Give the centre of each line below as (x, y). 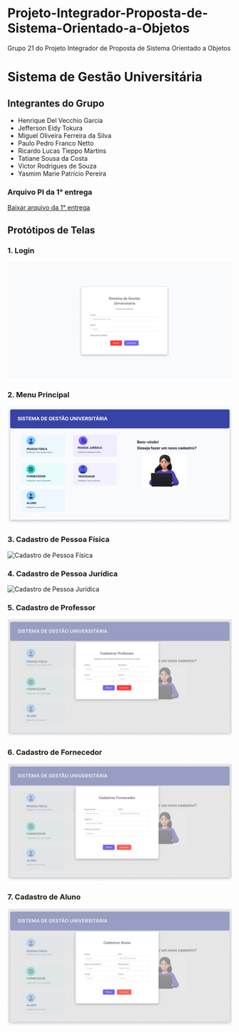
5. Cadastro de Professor (52, 607)
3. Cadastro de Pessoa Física (59, 539)
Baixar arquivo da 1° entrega (49, 208)
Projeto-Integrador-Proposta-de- (108, 13)
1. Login (21, 250)
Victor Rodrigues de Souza (57, 166)
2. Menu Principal (39, 395)
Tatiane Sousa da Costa (52, 158)
